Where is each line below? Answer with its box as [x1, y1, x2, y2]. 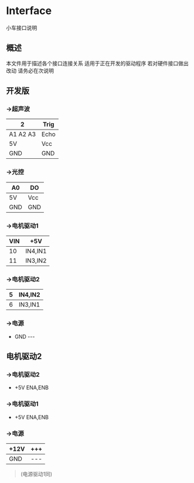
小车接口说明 [6, 24, 37, 31]
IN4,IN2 [18, 291, 40, 299]
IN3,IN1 [18, 301, 40, 309]
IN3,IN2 [25, 257, 47, 265]
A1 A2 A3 [9, 130, 36, 138]
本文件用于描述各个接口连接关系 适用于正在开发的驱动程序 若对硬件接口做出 [6, 60, 189, 67]
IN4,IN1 [25, 247, 47, 256]
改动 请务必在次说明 [6, 67, 54, 74]
